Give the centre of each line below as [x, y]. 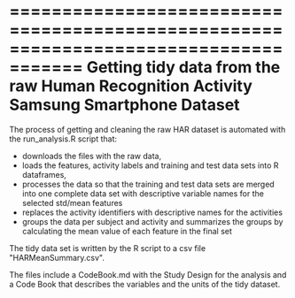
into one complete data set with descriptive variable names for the [143, 193]
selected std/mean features [72, 202]
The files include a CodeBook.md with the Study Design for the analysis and [148, 274]
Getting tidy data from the [183, 68]
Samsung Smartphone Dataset [125, 105]
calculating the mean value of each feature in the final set [127, 231]
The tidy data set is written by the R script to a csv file [108, 248]
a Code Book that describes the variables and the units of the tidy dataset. [145, 284]
